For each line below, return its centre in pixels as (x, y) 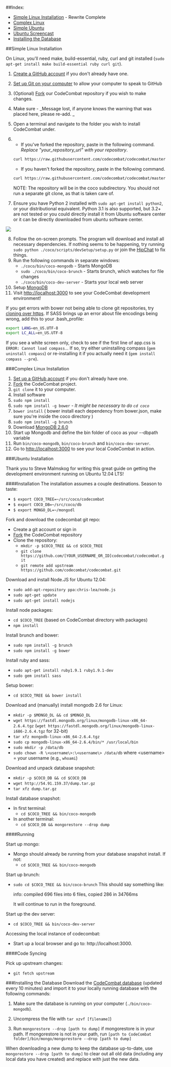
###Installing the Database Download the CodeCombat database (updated (84, 983)
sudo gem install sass (37, 676)
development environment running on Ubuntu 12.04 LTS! (65, 474)
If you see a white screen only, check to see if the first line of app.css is (81, 342)
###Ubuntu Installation (30, 458)
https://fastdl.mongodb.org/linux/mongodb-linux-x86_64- (86, 720)
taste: (12, 489)
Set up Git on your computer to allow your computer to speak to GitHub (88, 84)
